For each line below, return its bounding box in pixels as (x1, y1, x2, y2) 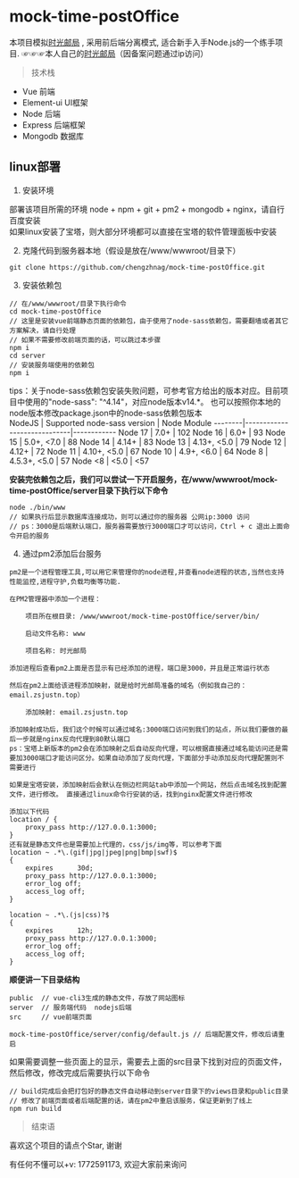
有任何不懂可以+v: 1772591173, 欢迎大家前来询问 (9, 1158, 187, 1169)
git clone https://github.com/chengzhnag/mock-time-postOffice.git (9, 263, 266, 272)
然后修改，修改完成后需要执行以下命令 (9, 1067, 150, 1078)
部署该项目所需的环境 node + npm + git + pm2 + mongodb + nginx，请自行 (9, 204, 286, 214)
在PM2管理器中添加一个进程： (9, 594, 102, 604)
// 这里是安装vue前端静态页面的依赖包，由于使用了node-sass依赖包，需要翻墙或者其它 (9, 316, 288, 325)
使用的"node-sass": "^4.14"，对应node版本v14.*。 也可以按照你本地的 (24, 396, 281, 407)
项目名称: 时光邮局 (25, 646, 87, 656)
